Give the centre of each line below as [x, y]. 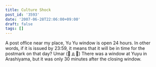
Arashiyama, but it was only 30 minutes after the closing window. [73, 59]
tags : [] [14, 29]
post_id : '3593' [22, 15]
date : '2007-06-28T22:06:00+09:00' [43, 19]
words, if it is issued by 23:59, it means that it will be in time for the [75, 48]
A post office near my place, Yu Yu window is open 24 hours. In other [78, 43]
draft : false [19, 24]
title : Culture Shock [28, 10]
